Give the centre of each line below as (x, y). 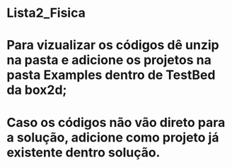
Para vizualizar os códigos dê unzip (113, 45)
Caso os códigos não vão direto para (116, 122)
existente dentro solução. (83, 152)
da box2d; (37, 90)
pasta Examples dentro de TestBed (111, 75)
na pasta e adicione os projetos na (109, 60)
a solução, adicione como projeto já (113, 137)
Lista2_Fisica (46, 13)
